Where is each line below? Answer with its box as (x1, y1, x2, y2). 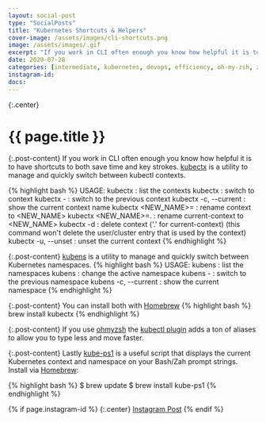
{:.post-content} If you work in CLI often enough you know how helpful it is (8, 154, 252, 163)
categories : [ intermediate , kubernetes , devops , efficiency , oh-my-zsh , (8, 63, 253, 71)
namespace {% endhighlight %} (8, 286, 112, 295)
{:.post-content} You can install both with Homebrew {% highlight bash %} (8, 301, 252, 310)
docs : (8, 78, 26, 86)
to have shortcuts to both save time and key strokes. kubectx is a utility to (8, 162, 248, 171)
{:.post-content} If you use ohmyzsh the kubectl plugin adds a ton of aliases (8, 324, 256, 334)
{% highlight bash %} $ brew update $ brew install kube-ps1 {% (8, 381, 217, 390)
